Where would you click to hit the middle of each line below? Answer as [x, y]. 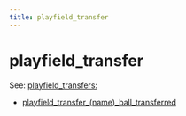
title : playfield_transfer [59, 17]
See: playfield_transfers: [54, 85]
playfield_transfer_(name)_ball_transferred [99, 102]
